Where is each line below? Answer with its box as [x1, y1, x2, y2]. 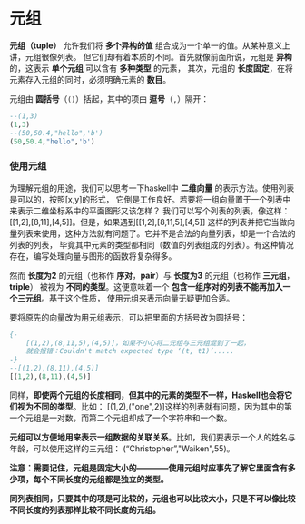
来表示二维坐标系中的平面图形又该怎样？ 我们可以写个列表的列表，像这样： [9, 205, 290, 216]
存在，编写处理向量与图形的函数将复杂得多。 [9, 251, 177, 262]
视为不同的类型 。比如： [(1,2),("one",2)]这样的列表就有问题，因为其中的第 [16, 400, 292, 411]
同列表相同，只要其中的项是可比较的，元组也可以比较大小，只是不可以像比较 [9, 492, 296, 504]
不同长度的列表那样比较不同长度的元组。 [9, 504, 161, 515]
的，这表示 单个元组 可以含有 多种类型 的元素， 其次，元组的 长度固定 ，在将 [9, 63, 293, 74]
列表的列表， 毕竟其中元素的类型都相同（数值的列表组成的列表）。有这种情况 [9, 239, 294, 250]
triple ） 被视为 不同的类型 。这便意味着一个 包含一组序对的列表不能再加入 [9, 281, 283, 292]
